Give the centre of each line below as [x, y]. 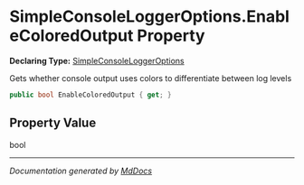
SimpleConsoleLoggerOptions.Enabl [149, 17]
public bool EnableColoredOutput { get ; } [90, 95]
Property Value [53, 123]
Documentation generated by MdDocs [81, 171]
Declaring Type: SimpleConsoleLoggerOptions [97, 60]
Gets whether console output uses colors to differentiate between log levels [151, 78]
